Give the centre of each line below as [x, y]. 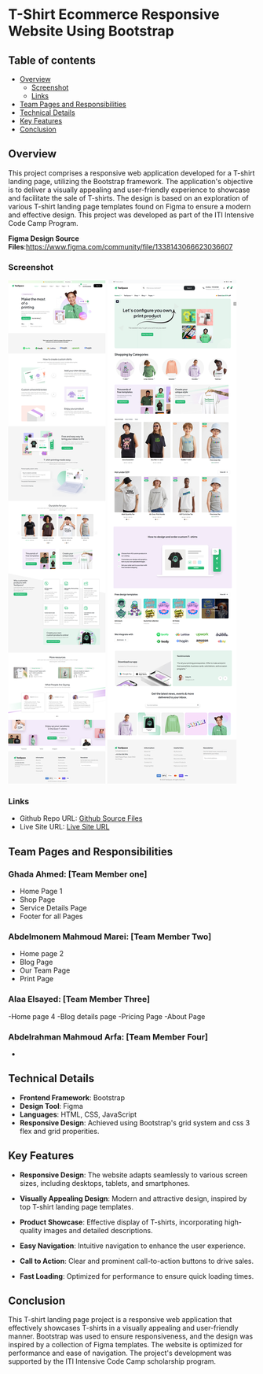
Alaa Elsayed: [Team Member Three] [79, 999]
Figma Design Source [44, 238]
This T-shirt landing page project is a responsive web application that [120, 1320]
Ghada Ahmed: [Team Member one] [78, 874]
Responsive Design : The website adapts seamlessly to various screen [133, 1175]
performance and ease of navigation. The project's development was [120, 1353]
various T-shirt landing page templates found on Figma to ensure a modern [130, 206]
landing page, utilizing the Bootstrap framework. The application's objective [131, 181]
